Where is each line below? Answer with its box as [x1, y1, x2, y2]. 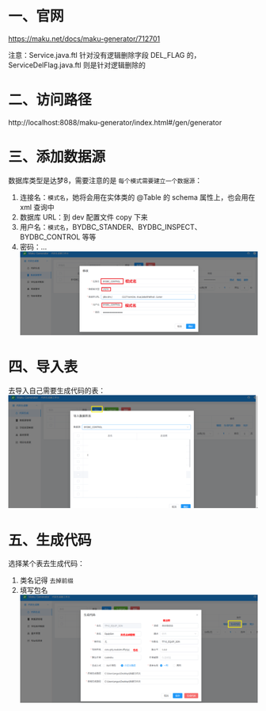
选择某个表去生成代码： [8, 559, 85, 568]
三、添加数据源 [8, 148, 106, 166]
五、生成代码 [8, 531, 93, 549]
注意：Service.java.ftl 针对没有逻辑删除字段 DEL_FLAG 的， [8, 50, 201, 59]
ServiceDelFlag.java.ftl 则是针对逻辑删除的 [8, 60, 146, 70]
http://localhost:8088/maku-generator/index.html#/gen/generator [8, 117, 222, 127]
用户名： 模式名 [19, 222, 66, 231]
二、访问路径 [8, 91, 93, 109]
